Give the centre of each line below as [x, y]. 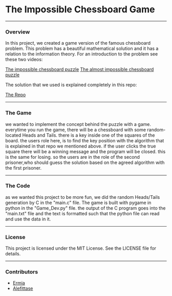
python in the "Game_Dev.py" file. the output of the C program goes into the [85, 208]
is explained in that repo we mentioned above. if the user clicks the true [81, 146]
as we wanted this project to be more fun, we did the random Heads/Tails [83, 197]
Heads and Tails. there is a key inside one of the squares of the [89, 135]
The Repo [16, 95]
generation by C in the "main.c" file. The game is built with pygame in [78, 202]
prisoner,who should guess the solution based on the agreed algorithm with [85, 162]
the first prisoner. [24, 168]
